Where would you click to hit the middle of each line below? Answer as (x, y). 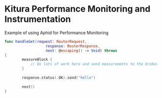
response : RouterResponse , (73, 46)
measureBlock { (37, 60)
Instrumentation (38, 19)
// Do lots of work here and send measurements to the (87, 64)
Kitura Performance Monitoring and (78, 9)
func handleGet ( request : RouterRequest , (46, 41)
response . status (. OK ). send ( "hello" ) (59, 78)
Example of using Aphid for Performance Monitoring (57, 33)
